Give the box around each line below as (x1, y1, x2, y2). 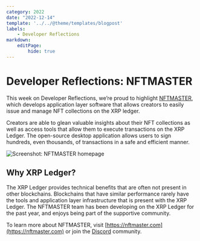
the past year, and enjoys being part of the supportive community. (6, 210, 171, 217)
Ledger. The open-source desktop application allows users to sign (6, 131, 172, 139)
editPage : (17, 43, 42, 49)
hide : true (28, 48, 56, 54)
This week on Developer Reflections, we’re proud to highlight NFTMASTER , (6, 94, 193, 102)
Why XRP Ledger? (6, 168, 76, 178)
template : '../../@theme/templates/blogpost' (6, 20, 123, 26)
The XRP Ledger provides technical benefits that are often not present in (6, 183, 187, 191)
